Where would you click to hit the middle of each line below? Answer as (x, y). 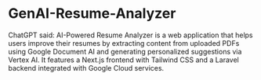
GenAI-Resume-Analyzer (92, 14)
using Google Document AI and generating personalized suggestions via (125, 51)
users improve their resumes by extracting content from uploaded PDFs (124, 43)
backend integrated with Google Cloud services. (86, 68)
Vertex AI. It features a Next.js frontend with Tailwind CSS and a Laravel (123, 60)
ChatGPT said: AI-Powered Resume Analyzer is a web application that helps (130, 35)
